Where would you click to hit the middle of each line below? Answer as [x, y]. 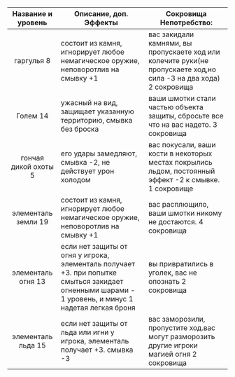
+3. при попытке [89, 273]
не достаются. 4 [176, 222]
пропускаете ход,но [182, 69]
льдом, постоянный [181, 171]
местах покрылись [180, 162]
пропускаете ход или [184, 52]
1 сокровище [171, 188]
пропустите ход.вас [181, 328]
